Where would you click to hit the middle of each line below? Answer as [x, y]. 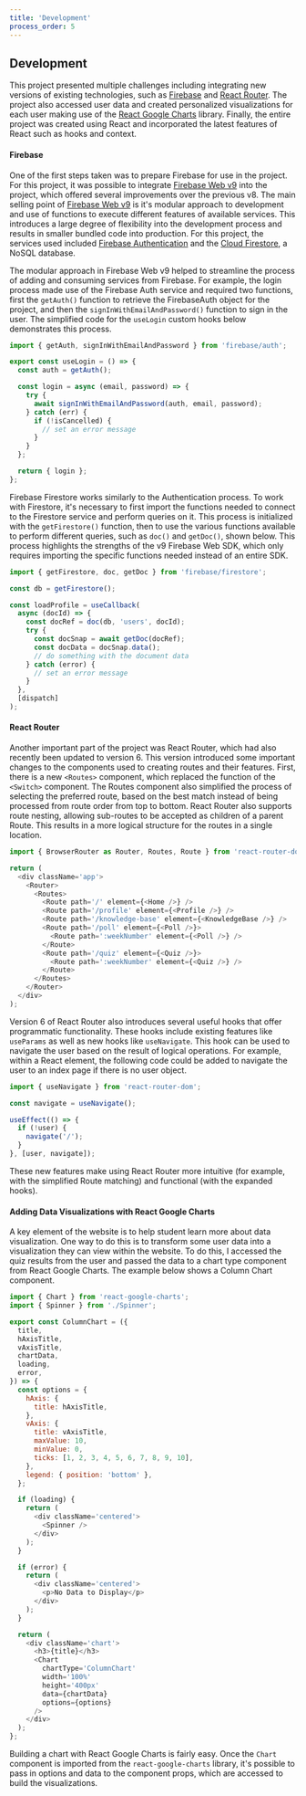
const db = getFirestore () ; [63, 588]
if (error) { [42, 1567]
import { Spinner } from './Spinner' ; [83, 1306]
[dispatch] [38, 698]
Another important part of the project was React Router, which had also [143, 748]
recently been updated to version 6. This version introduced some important [153, 758]
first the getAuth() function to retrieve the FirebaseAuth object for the [140, 299]
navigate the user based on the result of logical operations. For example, [146, 1050]
